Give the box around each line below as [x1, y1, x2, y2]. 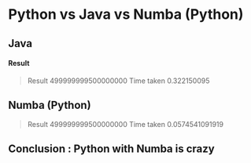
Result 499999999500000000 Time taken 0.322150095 [27, 76, 210, 85]
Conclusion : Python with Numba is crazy [8, 142, 215, 155]
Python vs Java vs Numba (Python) [8, 5, 244, 24]
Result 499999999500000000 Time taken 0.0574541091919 [27, 119, 224, 129]
